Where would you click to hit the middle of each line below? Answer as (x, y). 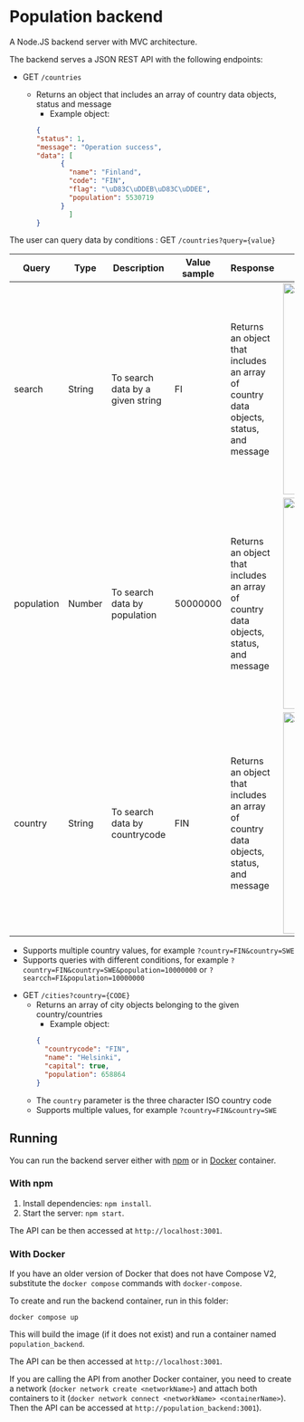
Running (34, 1139)
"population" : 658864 (85, 1074)
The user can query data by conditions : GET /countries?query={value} (142, 240)
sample (198, 274)
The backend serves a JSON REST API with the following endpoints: (136, 59)
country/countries (69, 1014)
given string (137, 400)
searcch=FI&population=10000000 (83, 979)
